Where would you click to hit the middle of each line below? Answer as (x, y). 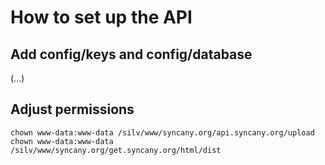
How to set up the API (101, 17)
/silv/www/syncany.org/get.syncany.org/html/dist (116, 150)
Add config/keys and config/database (131, 54)
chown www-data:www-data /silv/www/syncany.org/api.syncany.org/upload (162, 132)
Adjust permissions (72, 109)
